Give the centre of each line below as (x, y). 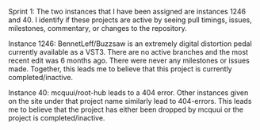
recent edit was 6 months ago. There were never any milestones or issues (129, 60)
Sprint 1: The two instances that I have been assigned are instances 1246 (127, 11)
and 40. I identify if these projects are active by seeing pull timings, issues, (130, 20)
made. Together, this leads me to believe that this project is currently (120, 69)
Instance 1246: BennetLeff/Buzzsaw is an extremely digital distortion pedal (130, 44)
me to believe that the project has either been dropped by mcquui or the (126, 109)
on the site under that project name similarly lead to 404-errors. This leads (130, 101)
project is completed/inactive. (57, 118)
